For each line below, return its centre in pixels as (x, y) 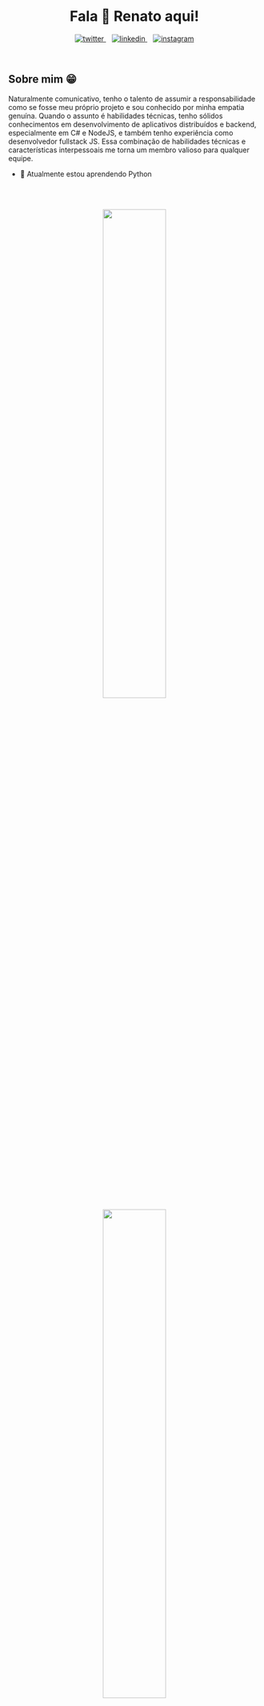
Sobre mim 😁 (43, 79)
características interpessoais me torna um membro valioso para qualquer (129, 150)
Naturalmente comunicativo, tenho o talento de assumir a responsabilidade (132, 99)
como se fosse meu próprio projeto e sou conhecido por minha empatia (126, 107)
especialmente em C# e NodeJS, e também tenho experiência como (121, 132)
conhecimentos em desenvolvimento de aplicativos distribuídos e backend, (132, 124)
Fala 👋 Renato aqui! (134, 16)
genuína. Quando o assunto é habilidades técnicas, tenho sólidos (116, 115)
